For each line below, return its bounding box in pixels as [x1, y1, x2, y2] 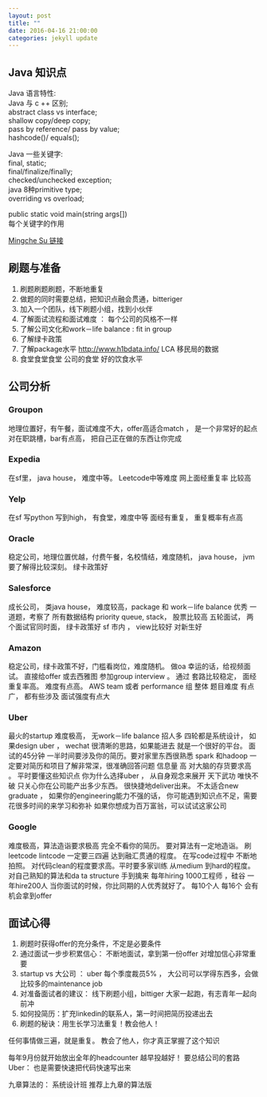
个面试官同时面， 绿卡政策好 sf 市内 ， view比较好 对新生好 [8, 621, 202, 632]
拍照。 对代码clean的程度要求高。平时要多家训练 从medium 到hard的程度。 [8, 860, 255, 870]
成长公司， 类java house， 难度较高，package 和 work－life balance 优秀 [8, 601, 249, 612]
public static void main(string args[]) [8, 209, 128, 219]
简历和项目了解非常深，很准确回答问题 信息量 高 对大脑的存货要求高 [29, 761, 252, 771]
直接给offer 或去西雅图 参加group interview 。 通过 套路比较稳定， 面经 [23, 672, 257, 681]
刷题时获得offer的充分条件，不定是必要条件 [19, 939, 162, 948]
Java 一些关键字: [8, 150, 64, 159]
